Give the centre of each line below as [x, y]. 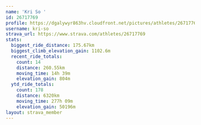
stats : [14, 40]
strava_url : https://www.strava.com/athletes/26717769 [76, 34]
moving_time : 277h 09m [45, 101]
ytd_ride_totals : [33, 85]
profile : [16, 23]
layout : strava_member [34, 112]
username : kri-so [27, 29]
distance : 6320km [38, 96]
